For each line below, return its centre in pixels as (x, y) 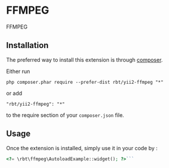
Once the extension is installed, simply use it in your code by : (82, 148)
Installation (27, 45)
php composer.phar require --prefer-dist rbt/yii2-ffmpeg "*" (85, 82)
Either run (18, 71)
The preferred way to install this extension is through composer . (84, 59)
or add (14, 93)
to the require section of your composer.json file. (65, 115)
